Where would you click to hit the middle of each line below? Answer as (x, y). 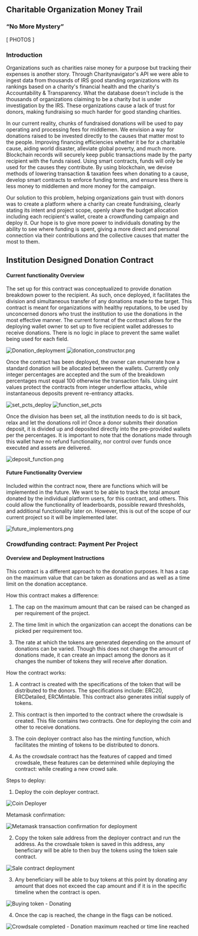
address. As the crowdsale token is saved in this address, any (90, 844)
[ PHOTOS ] (20, 39)
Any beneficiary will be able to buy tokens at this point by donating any (101, 879)
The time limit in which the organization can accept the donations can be (103, 625)
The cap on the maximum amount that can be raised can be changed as (102, 607)
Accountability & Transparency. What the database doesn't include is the (95, 93)
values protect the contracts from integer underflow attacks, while (87, 387)
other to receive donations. (48, 727)
